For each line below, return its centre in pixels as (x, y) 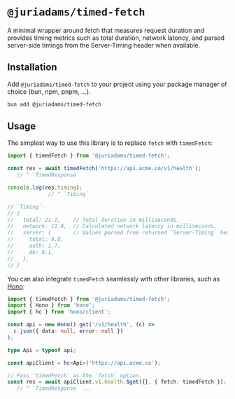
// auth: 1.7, (34, 246)
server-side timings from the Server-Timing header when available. (104, 45)
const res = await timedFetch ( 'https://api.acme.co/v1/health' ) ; (104, 169)
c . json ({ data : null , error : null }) (69, 331)
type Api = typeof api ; (42, 350)
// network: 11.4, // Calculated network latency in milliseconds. (112, 226)
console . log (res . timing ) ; (45, 188)
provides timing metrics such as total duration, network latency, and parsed (116, 38)
